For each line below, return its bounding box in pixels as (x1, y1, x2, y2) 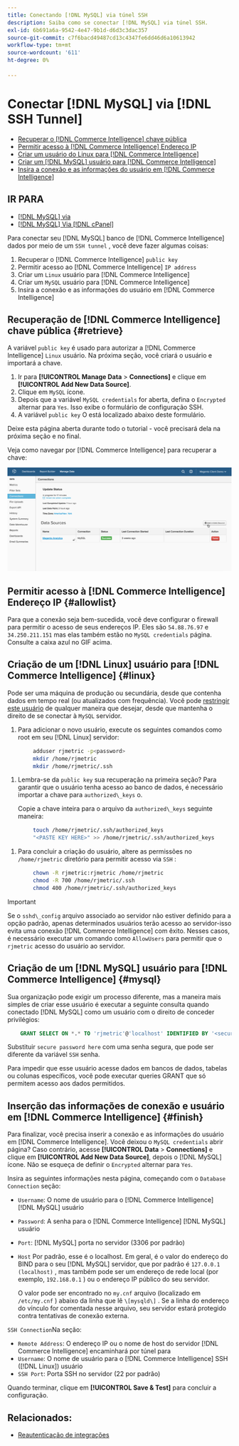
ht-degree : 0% (7, 57, 50, 64)
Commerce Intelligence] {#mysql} (7, 974, 161, 986)
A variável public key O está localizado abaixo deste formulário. (17, 410, 206, 419)
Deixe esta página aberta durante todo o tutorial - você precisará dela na (7, 425, 221, 433)
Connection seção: (7, 1182, 61, 1190)
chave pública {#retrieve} (7, 325, 124, 337)
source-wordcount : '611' (7, 49, 81, 56)
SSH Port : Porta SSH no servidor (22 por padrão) (17, 1370, 161, 1378)
